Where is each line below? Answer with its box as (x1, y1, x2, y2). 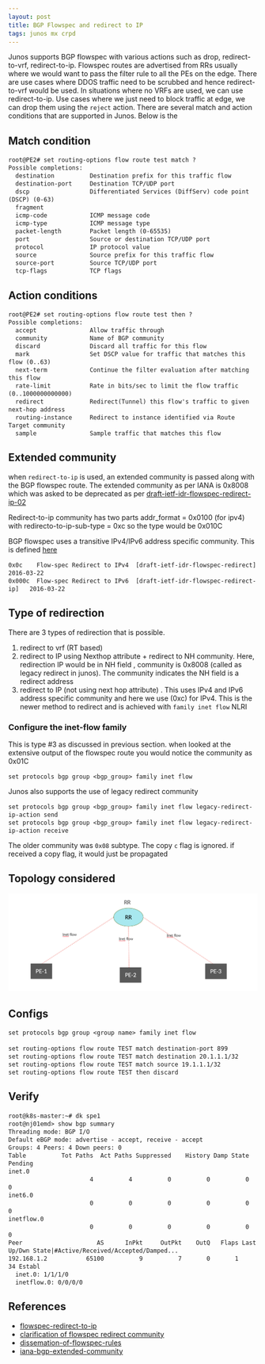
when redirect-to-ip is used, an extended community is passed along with (8, 472, 255, 481)
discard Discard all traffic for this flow (15, 342, 207, 350)
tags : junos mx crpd (8, 29, 77, 37)
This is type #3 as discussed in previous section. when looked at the (8, 739, 232, 749)
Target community (8, 422, 66, 430)
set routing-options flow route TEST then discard (8, 1068, 179, 1077)
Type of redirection (8, 606, 104, 620)
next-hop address (8, 406, 66, 414)
